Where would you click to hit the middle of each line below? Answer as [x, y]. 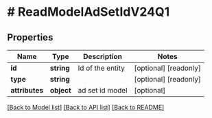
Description [103, 57]
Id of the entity [101, 68]
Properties [30, 37]
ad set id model [103, 90]
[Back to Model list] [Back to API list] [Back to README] [86, 107]
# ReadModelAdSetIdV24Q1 [89, 12]
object [61, 90]
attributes [27, 90]
